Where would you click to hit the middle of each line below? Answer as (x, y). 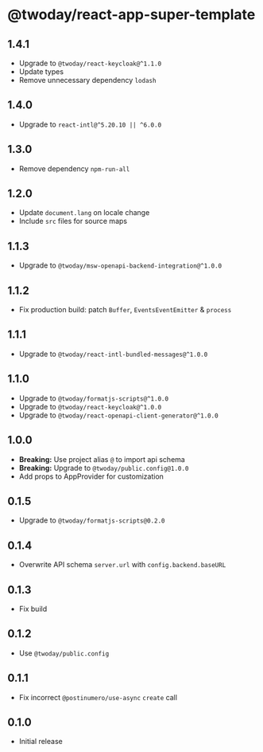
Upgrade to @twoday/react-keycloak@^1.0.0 (90, 406)
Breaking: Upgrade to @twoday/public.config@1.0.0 (104, 468)
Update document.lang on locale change (84, 213)
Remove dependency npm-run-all (74, 168)
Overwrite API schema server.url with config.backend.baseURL (122, 565)
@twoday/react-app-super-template (131, 15)
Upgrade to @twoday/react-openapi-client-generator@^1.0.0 (119, 415)
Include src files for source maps (73, 221)
